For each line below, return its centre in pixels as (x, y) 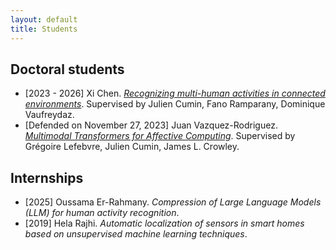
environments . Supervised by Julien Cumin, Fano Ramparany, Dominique (175, 104)
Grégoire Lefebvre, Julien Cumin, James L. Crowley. (132, 147)
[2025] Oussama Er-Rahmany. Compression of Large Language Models (173, 202)
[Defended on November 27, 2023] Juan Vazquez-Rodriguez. (151, 125)
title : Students (44, 29)
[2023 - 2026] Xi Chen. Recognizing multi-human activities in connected (175, 93)
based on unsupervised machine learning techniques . (136, 234)
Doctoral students (67, 69)
